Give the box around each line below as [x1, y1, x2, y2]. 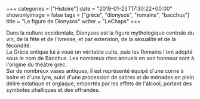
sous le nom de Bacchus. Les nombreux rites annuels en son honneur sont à [6, 55, 195, 61]
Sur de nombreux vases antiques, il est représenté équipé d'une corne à [6, 67, 184, 74]
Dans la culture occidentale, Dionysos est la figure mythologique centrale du [6, 29, 194, 36]
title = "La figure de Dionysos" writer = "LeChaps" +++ [6, 18, 141, 24]
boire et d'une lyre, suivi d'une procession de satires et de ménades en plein [6, 74, 195, 81]
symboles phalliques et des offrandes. [6, 86, 100, 93]
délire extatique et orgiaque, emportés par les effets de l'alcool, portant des [6, 80, 192, 87]
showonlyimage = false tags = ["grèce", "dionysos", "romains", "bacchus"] [6, 11, 190, 18]
